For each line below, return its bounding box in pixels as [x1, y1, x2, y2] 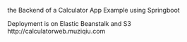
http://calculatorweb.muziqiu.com [7, 27, 106, 35]
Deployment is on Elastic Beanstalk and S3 [7, 20, 132, 27]
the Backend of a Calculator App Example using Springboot [7, 6, 180, 14]
